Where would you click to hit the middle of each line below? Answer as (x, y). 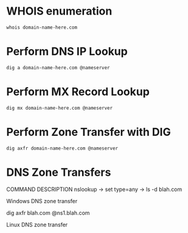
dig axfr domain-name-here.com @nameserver (62, 148)
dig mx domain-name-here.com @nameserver (60, 108)
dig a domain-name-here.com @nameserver (58, 68)
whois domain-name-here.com (42, 27)
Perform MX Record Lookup (78, 92)
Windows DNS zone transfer (42, 201)
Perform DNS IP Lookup (67, 51)
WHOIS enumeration (59, 11)
